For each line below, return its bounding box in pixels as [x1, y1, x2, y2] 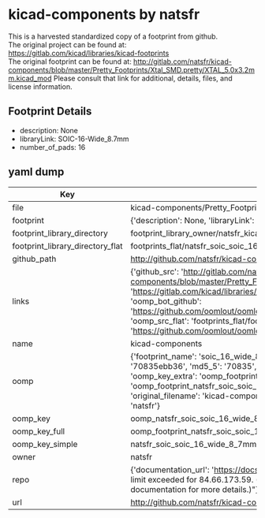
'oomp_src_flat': [129, 315, 189, 326]
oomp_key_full [12, 426, 65, 437]
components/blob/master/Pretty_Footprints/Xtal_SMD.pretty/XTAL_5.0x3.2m [8, 65, 255, 74]
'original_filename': [129, 390, 201, 401]
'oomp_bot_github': [129, 296, 202, 307]
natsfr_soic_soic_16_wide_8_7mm [129, 438, 257, 449]
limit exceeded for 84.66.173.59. [129, 474, 254, 485]
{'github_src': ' [129, 266, 184, 277]
